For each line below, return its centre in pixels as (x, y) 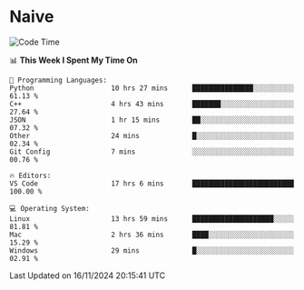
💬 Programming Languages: (58, 80)
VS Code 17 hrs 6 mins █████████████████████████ (152, 184)
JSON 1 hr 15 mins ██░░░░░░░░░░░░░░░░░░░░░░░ (152, 120)
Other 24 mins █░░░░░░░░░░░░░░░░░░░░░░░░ (152, 135)
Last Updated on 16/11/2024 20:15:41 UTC (88, 275)
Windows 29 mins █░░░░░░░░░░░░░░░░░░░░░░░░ (152, 250)
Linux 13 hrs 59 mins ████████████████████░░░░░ (152, 219)
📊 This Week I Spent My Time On (74, 60)
